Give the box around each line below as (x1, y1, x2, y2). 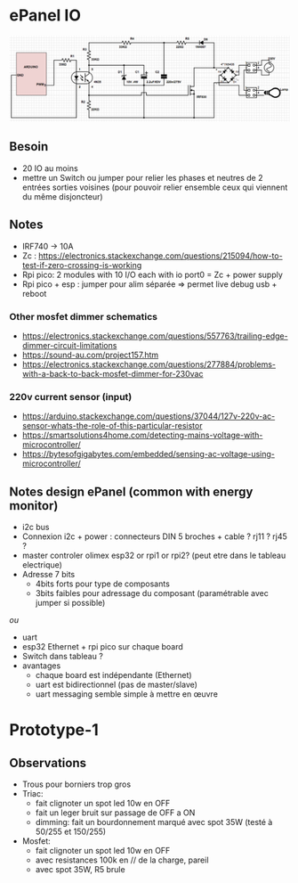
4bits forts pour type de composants (35, 578, 171, 589)
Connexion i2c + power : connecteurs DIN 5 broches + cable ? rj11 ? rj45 (21, 531, 287, 542)
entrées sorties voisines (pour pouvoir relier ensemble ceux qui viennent (21, 182, 288, 192)
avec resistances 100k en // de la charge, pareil (35, 854, 209, 865)
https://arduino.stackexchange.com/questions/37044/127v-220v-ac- (21, 411, 276, 421)
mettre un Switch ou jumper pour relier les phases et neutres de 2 (21, 172, 263, 183)
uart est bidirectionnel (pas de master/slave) (35, 679, 198, 690)
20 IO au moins (21, 162, 78, 174)
